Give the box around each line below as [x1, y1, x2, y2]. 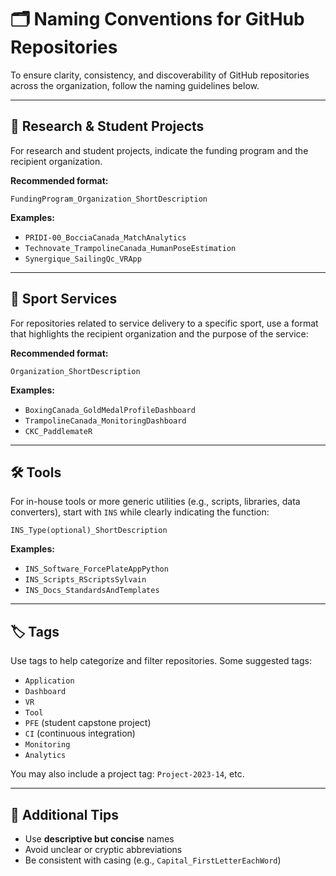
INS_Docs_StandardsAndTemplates [24, 586, 160, 596]
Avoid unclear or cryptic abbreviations [24, 844, 183, 855]
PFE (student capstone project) [24, 717, 152, 729]
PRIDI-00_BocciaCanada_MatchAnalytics [24, 232, 187, 243]
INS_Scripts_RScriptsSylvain [24, 575, 147, 585]
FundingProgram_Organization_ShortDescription [10, 194, 208, 204]
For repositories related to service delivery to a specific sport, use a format [10, 317, 319, 329]
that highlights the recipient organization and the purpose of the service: [10, 327, 309, 340]
